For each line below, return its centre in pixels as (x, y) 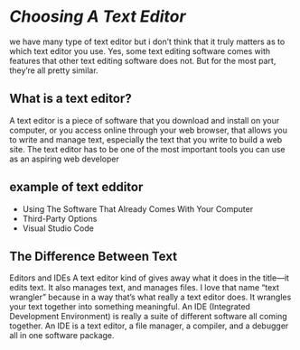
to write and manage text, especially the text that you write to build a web (146, 139)
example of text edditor (76, 187)
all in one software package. (62, 336)
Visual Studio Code (58, 228)
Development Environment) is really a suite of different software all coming (148, 317)
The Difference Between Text (94, 256)
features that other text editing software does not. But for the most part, (143, 60)
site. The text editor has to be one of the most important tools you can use (147, 149)
